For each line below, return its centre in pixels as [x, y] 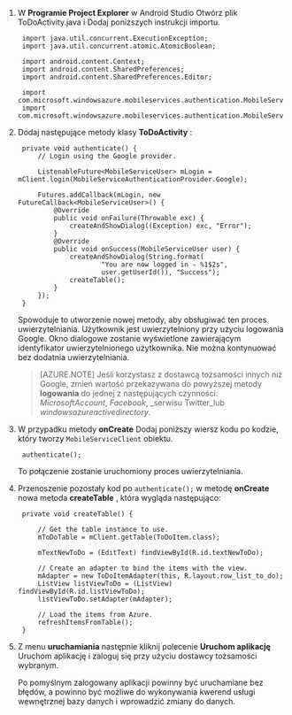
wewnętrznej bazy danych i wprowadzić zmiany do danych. [127, 701]
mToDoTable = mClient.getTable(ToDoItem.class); [129, 537]
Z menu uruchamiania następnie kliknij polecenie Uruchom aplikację [144, 646]
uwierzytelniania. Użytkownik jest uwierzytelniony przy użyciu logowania [150, 329]
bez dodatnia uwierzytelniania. [73, 357]
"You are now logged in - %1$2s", [165, 265]
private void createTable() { [77, 514]
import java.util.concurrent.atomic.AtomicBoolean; [119, 46]
